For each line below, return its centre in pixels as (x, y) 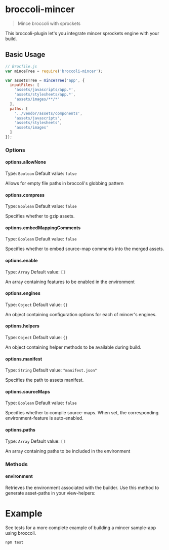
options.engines (23, 293)
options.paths (20, 430)
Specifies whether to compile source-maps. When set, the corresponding (82, 413)
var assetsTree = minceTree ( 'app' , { (45, 80)
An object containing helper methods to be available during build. (73, 347)
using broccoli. (21, 533)
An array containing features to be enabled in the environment (70, 282)
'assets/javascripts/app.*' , (45, 90)
